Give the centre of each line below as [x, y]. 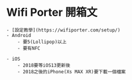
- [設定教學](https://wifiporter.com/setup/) [64, 30]
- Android [19, 35]
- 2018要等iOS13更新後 [44, 65]
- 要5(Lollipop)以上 [42, 42]
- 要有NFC [29, 48]
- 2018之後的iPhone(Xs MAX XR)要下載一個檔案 [72, 72]
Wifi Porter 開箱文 [52, 12]
